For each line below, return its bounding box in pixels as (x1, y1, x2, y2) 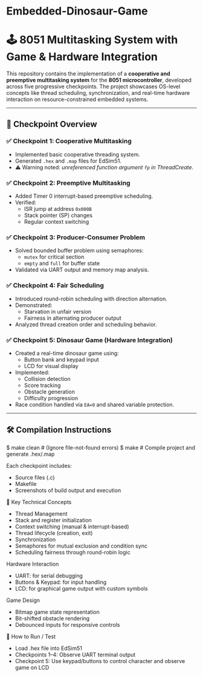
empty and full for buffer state (24, 260, 100, 267)
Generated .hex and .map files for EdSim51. (14, 157, 122, 164)
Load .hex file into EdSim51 (14, 644, 83, 652)
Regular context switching (24, 218, 89, 225)
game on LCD (14, 664, 50, 671)
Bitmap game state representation (14, 608, 100, 615)
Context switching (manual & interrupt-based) (14, 523, 129, 530)
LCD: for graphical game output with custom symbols (14, 585, 148, 592)
